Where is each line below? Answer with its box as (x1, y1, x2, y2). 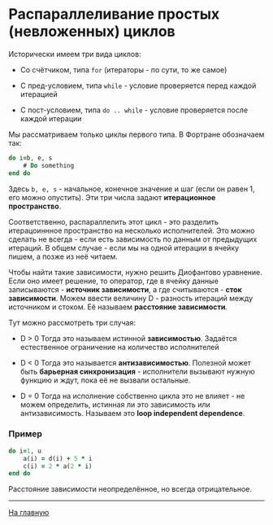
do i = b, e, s (8, 154, 53, 162)
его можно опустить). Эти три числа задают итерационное (8, 192, 216, 202)
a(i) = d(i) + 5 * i (23, 454, 93, 462)
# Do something (23, 161, 75, 169)
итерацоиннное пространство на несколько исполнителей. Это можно (8, 225, 255, 235)
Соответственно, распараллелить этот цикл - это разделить (8, 217, 219, 226)
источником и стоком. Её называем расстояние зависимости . (8, 302, 228, 312)
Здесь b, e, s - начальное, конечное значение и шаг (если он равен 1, (8, 184, 255, 194)
